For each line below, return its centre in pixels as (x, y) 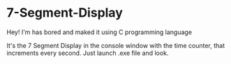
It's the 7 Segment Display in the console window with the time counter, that (116, 45)
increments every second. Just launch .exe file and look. (88, 53)
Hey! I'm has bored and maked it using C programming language (99, 32)
